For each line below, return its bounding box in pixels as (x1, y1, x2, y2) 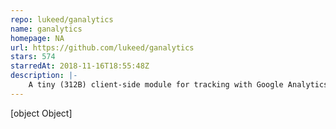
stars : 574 (10, 52, 56, 62)
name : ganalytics (10, 24, 83, 34)
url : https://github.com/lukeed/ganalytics (10, 42, 195, 53)
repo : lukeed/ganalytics (10, 14, 114, 25)
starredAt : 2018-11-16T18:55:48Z (10, 61, 150, 71)
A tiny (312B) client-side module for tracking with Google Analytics (28, 80, 329, 90)
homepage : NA (10, 33, 65, 43)
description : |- (10, 71, 78, 81)
